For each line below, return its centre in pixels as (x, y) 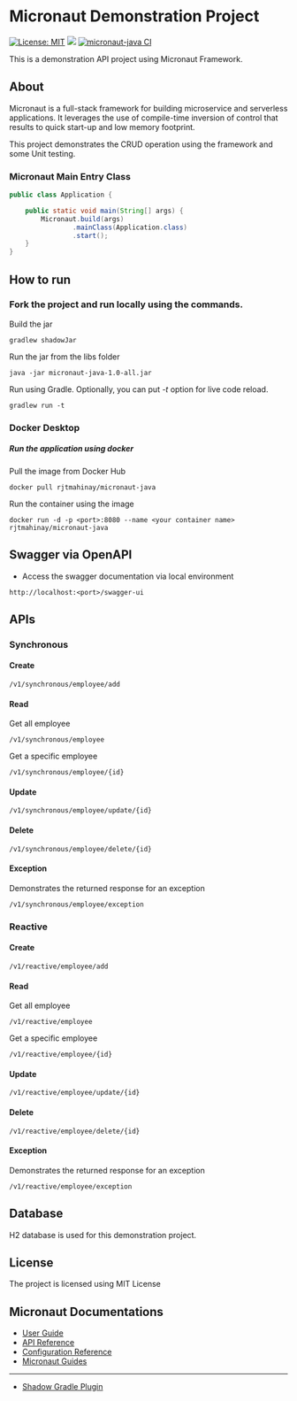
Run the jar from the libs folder (65, 357)
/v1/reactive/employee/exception (71, 1186)
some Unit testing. (42, 153)
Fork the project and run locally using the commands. (126, 304)
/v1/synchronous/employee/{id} (67, 773)
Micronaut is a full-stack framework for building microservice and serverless (148, 108)
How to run (40, 279)
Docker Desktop (45, 427)
